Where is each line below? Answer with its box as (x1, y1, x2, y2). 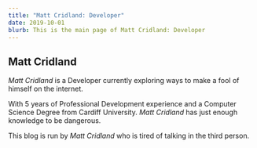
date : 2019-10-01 (8, 19, 65, 27)
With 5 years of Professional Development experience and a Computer (8, 99, 237, 109)
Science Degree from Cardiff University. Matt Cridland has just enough (8, 107, 238, 117)
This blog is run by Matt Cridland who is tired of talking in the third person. (8, 131, 250, 141)
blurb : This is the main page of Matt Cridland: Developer (8, 26, 206, 34)
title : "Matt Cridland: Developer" (8, 11, 125, 20)
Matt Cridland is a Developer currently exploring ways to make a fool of (8, 76, 240, 85)
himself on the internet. (8, 84, 84, 94)
